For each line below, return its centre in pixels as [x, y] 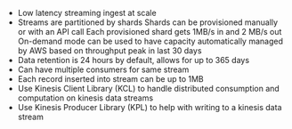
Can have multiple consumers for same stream [103, 69]
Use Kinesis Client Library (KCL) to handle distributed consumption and [149, 89]
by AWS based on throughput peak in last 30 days [109, 51]
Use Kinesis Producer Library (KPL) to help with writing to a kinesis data [150, 107]
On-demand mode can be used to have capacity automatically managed [150, 41]
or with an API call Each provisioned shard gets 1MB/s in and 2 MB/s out [150, 32]
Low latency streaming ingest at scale [87, 13]
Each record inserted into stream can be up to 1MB [110, 79]
